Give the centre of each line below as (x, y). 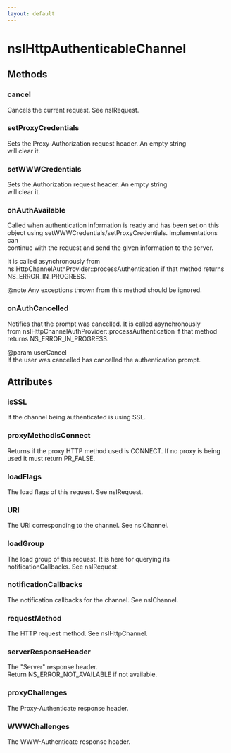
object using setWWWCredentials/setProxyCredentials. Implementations (113, 233)
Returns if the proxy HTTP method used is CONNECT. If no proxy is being (114, 450)
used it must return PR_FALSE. (51, 458)
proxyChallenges (37, 692)
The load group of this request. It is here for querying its (89, 559)
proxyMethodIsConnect (49, 436)
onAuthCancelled (38, 308)
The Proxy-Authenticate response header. (68, 708)
